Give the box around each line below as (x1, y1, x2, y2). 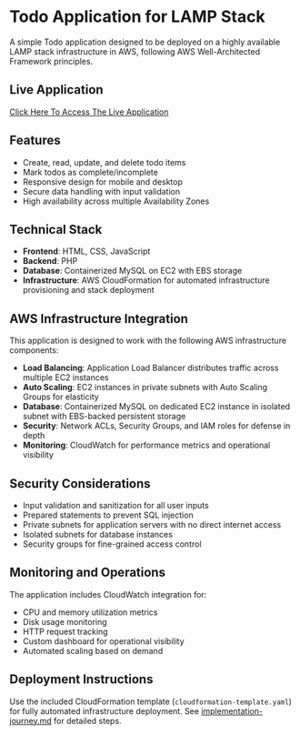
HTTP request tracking (22, 626, 108, 637)
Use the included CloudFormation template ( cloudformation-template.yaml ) (9, 696, 293, 707)
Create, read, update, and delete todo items (22, 156, 186, 167)
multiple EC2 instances (22, 372, 109, 383)
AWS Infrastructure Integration (9, 311, 189, 327)
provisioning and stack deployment (22, 285, 155, 296)
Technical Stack (9, 221, 103, 237)
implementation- (201, 705, 264, 716)
